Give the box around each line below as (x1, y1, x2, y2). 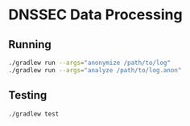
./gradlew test (8, 110, 60, 118)
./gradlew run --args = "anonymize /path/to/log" (8, 59, 171, 67)
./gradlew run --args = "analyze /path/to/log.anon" (8, 66, 182, 74)
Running (8, 38, 52, 51)
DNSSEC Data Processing (8, 6, 183, 24)
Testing (8, 88, 47, 102)
